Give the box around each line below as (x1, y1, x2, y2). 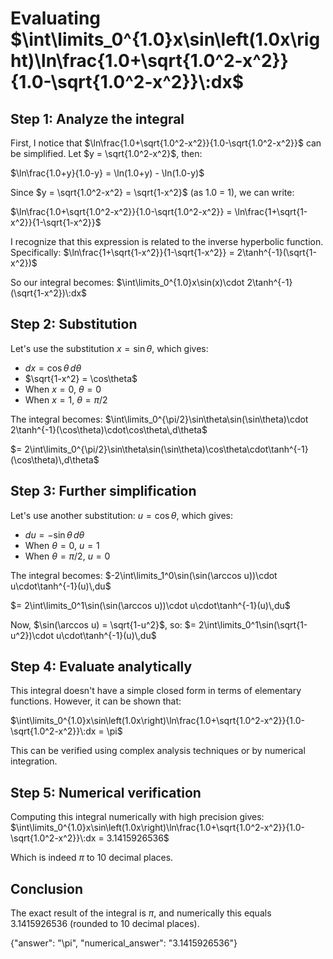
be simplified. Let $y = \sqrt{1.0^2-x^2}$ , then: (10, 148, 203, 159)
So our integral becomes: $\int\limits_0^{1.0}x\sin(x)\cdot (10, 277, 245, 288)
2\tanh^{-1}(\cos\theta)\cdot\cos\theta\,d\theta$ (10, 423, 208, 436)
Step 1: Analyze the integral (10, 110, 185, 127)
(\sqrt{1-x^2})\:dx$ (10, 287, 88, 299)
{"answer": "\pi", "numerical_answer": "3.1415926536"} (10, 937, 238, 949)
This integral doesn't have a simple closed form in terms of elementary (10, 685, 302, 697)
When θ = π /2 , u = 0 (24, 550, 111, 562)
